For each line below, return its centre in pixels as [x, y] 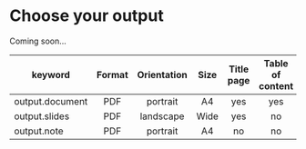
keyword [51, 74]
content [276, 85]
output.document [51, 101]
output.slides [42, 116]
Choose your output [87, 16]
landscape [162, 116]
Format [113, 74]
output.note [39, 131]
